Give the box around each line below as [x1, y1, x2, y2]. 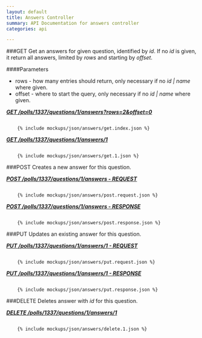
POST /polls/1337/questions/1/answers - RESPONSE [6, 203, 141, 210]
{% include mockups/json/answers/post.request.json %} [17, 192, 158, 198]
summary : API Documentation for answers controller [6, 20, 139, 26]
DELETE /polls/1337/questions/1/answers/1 [6, 309, 117, 316]
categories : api [6, 25, 47, 32]
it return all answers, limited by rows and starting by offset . [6, 54, 153, 61]
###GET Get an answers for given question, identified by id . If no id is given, [6, 48, 197, 55]
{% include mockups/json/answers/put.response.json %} [17, 287, 158, 293]
